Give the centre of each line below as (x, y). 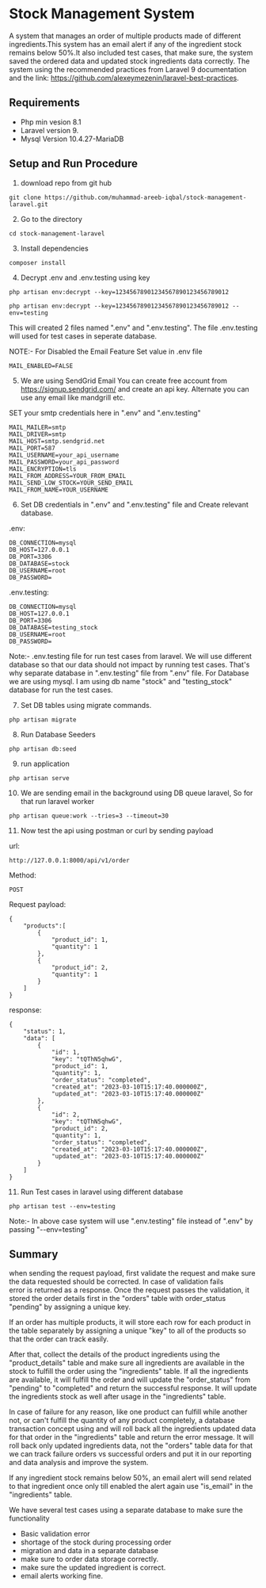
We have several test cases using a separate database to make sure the (126, 1510)
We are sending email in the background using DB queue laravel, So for (137, 793)
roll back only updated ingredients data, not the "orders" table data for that (131, 1446)
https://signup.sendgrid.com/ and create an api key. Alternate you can (135, 388)
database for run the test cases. (61, 690)
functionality (29, 1518)
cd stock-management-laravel (57, 233)
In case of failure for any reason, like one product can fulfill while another (128, 1412)
